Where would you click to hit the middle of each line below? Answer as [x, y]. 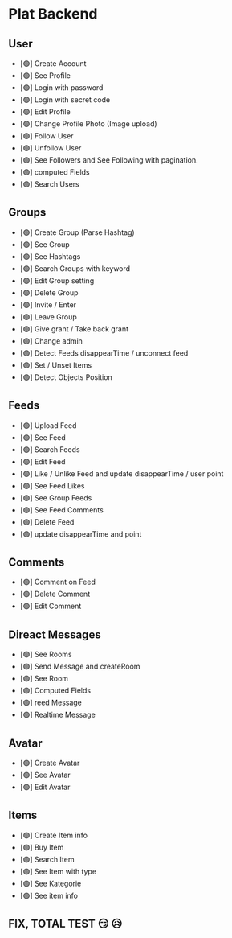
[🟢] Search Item [47, 859]
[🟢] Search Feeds [50, 449]
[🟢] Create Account [53, 64]
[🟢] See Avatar [45, 775]
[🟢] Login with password [61, 88]
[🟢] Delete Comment [55, 594]
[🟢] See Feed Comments [62, 510]
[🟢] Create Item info [54, 835]
